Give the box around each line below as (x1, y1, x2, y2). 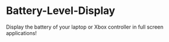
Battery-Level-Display (6, 4, 115, 17)
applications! (6, 29, 37, 36)
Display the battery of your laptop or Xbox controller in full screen (6, 23, 164, 30)
